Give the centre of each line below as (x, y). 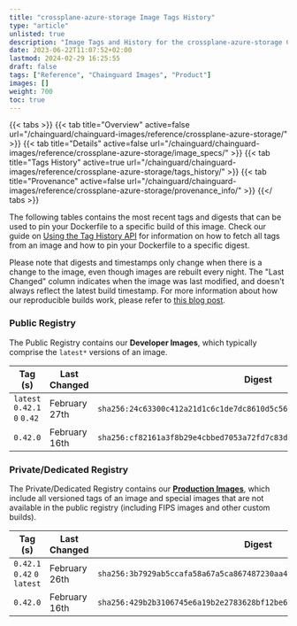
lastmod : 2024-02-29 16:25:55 (65, 58)
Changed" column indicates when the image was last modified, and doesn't (147, 282)
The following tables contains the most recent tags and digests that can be (145, 217)
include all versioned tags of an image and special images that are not (137, 498)
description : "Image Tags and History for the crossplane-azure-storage (146, 42)
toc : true (27, 100)
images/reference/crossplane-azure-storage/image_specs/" (119, 153)
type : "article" (39, 26)
